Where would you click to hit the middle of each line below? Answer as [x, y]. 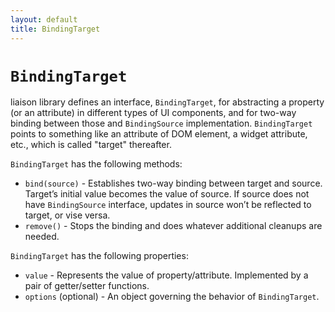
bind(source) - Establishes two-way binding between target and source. [173, 183]
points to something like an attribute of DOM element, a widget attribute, [159, 134]
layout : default [44, 19]
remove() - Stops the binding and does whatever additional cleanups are [173, 226]
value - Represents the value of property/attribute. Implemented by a [166, 275]
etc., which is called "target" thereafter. [91, 145]
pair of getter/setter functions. [87, 286]
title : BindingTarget [55, 29]
